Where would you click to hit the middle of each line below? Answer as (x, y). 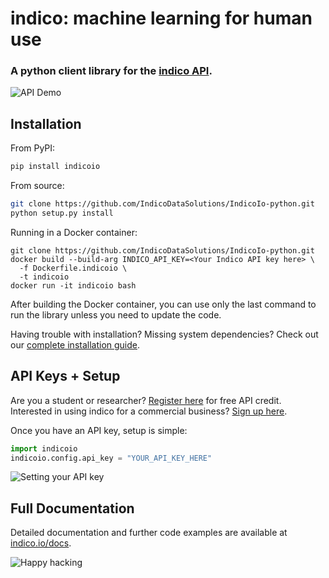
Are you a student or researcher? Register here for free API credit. (146, 400)
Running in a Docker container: (74, 232)
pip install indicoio (55, 167)
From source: (37, 186)
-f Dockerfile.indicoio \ (73, 268)
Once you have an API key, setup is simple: (99, 430)
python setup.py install (62, 213)
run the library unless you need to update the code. (116, 314)
